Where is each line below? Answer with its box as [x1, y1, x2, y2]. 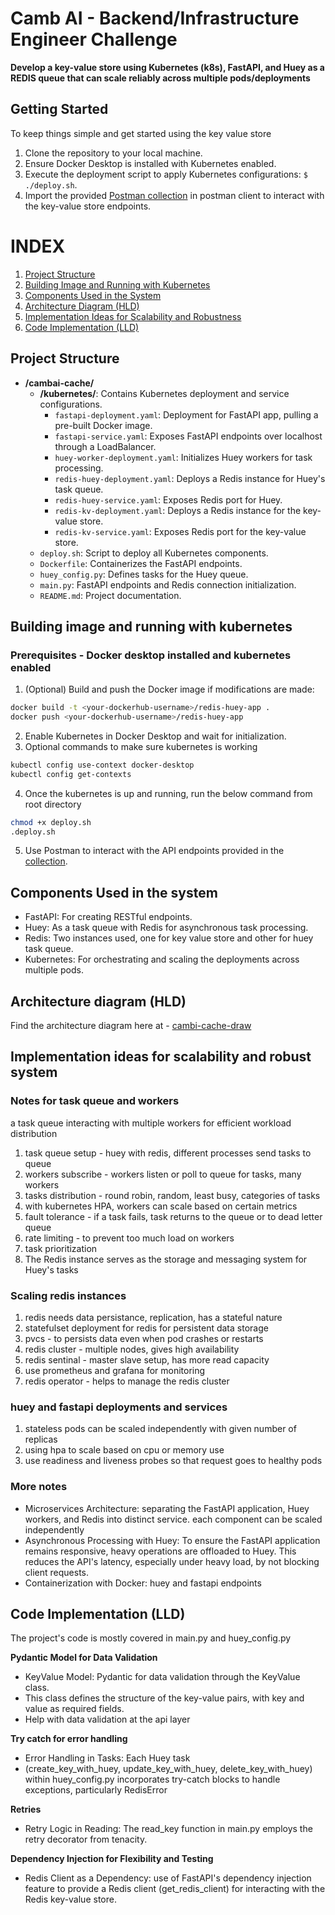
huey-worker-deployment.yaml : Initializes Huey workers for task [54, 451, 313, 463]
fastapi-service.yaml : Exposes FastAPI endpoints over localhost [54, 430, 323, 442]
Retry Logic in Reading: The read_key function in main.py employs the [24, 1823, 313, 1835]
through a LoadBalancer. [54, 440, 157, 452]
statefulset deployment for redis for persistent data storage [24, 1322, 269, 1334]
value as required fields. [24, 1703, 125, 1715]
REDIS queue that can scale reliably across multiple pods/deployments [10, 72, 311, 84]
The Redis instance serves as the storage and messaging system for [24, 1253, 308, 1265]
